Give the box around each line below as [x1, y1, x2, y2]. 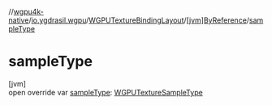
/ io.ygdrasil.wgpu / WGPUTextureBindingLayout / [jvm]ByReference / [28, 15, 250, 25]
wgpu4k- [13, 7, 45, 16]
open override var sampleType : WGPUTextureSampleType [8, 87, 203, 97]
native [8, 15, 29, 25]
